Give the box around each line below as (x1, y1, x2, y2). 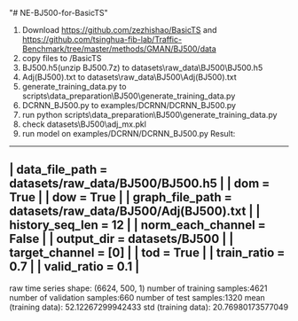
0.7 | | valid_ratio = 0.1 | (9, 259, 140, 274)
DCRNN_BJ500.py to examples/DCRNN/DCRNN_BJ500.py (21, 100, 237, 110)
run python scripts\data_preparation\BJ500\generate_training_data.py (21, 110, 278, 120)
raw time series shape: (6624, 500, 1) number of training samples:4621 (9, 283, 268, 294)
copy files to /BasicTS (21, 53, 102, 63)
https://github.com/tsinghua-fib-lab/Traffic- (21, 35, 183, 44)
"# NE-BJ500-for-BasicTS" (9, 8, 108, 18)
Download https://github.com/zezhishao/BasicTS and (21, 25, 217, 35)
